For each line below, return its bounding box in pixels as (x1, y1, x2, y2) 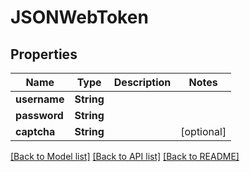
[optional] (180, 125, 227, 138)
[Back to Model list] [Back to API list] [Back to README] (10, 151, 240, 162)
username (15, 92, 65, 106)
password (15, 109, 64, 122)
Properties (10, 46, 78, 63)
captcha (15, 125, 56, 138)
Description (113, 76, 172, 89)
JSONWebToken (10, 6, 149, 29)
